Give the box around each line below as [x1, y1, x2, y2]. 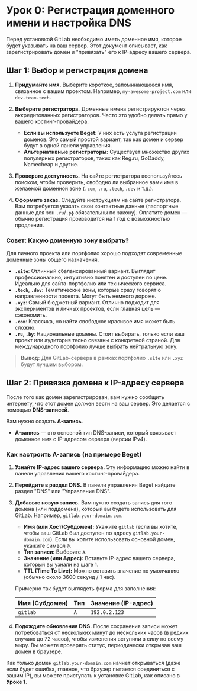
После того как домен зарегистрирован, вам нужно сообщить [6, 393, 164, 400]
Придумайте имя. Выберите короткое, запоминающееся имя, [14, 81, 173, 88]
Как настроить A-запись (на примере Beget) [6, 450, 142, 458]
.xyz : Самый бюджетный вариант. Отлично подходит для [14, 299, 160, 306]
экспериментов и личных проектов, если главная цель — [14, 306, 161, 313]
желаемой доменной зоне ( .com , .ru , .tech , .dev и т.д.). [14, 185, 154, 192]
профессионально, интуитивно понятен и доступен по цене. [14, 274, 167, 281]
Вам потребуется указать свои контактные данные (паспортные [14, 203, 179, 210]
